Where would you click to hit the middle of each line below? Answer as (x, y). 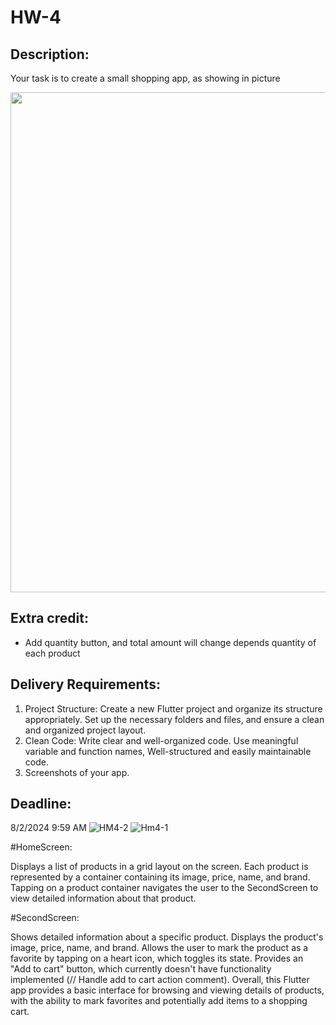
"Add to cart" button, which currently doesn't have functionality (141, 969)
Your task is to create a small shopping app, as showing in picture (145, 78)
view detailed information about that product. (103, 898)
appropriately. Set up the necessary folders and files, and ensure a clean (174, 719)
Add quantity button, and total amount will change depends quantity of (170, 642)
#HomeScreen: (41, 847)
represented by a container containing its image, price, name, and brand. (160, 877)
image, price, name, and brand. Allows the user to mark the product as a (159, 948)
